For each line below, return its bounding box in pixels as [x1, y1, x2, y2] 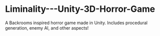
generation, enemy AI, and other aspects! [5, 25, 89, 31]
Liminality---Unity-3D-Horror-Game [5, 3, 156, 15]
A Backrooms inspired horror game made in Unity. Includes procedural [5, 20, 148, 26]
